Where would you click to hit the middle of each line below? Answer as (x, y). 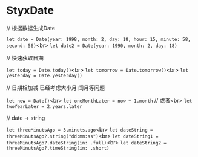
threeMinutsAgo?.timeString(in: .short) (58, 148)
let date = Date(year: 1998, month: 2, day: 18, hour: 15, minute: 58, (98, 39)
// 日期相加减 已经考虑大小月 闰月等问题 (55, 88)
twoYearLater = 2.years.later (45, 106)
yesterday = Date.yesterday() (45, 75)
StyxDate (30, 11)
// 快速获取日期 (25, 57)
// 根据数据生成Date (31, 28)
